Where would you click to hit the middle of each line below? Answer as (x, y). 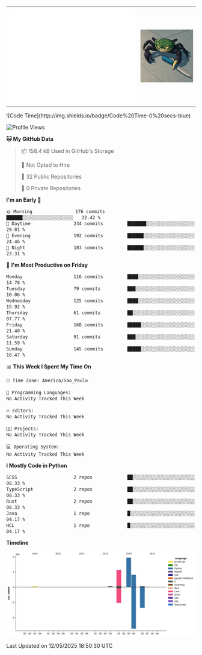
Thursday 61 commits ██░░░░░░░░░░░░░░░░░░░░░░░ (101, 313)
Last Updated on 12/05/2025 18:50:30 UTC (60, 646)
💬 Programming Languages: (38, 393)
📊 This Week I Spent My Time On (49, 367)
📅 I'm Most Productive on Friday (47, 265)
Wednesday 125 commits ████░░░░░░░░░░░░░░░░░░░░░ (101, 301)
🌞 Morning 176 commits (56, 212)
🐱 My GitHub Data (30, 139)
